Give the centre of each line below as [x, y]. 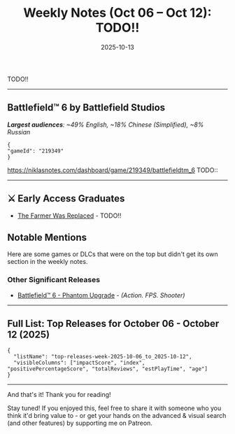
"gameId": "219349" [36, 151]
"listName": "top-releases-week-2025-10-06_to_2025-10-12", [103, 357]
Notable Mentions [47, 237]
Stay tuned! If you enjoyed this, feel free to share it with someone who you [114, 408]
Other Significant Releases [54, 280]
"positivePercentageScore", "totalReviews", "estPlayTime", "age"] [108, 369]
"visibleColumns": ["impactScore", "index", [79, 363]
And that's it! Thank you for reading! [59, 395]
